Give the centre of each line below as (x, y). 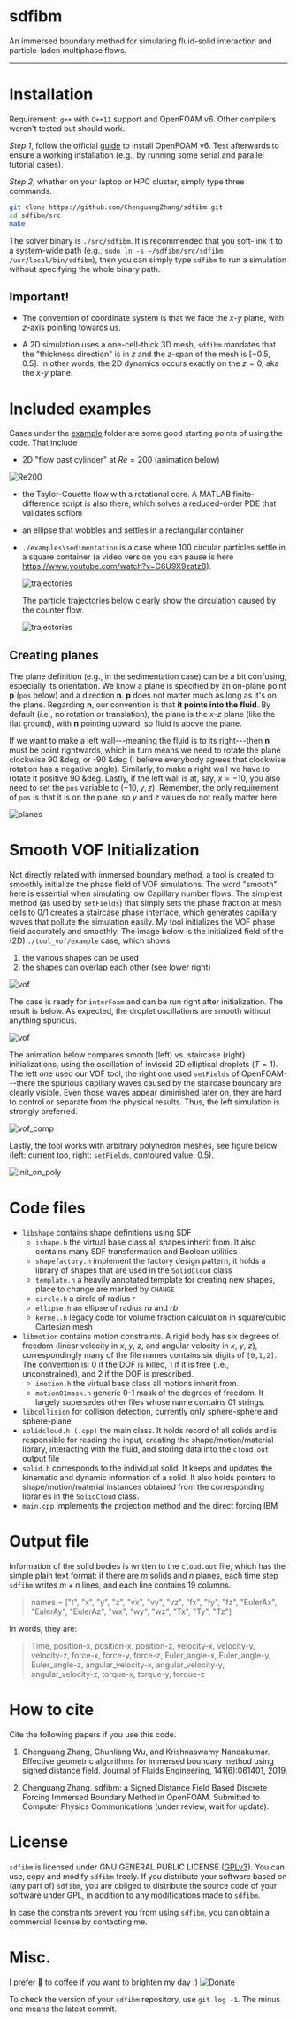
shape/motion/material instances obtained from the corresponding (143, 1486)
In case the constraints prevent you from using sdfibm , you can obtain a (139, 1912)
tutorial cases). (36, 164)
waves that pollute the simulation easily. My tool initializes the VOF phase (142, 922)
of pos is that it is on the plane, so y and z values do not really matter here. (145, 797)
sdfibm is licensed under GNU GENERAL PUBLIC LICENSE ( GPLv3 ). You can (147, 1867)
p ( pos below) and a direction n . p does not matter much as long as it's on (143, 695)
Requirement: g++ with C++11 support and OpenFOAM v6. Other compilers (143, 119)
